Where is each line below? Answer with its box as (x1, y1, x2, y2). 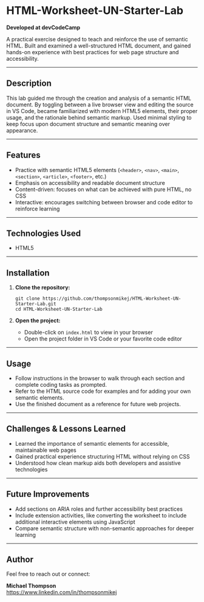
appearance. (6, 126, 38, 134)
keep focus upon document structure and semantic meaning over (6, 120, 170, 128)
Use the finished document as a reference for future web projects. (15, 401, 181, 407)
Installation (6, 268, 50, 278)
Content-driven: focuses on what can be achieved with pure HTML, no (15, 185, 192, 193)
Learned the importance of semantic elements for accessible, (15, 440, 169, 447)
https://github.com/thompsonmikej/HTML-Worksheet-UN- (42, 296, 182, 302)
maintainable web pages (15, 446, 77, 454)
